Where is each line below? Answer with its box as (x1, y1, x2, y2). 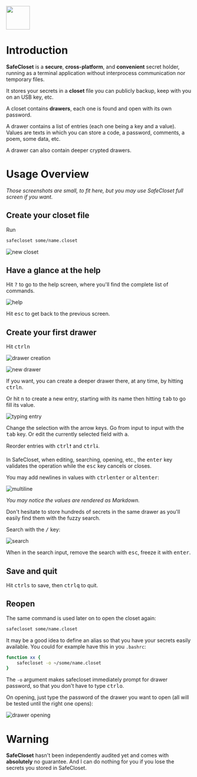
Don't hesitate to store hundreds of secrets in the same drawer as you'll (6, 509, 180, 516)
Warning (6, 732, 49, 746)
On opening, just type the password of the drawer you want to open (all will (6, 694, 189, 701)
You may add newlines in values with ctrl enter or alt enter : (6, 474, 159, 481)
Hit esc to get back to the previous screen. (6, 310, 110, 318)
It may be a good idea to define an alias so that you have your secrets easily (6, 636, 191, 644)
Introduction (6, 44, 68, 57)
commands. (6, 287, 35, 294)
